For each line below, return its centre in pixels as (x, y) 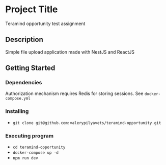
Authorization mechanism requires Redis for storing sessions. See (74, 93)
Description (24, 40)
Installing (17, 111)
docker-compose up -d (35, 153)
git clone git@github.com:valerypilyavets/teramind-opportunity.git (87, 123)
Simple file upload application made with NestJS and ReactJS (70, 52)
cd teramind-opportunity (39, 147)
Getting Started (30, 68)
